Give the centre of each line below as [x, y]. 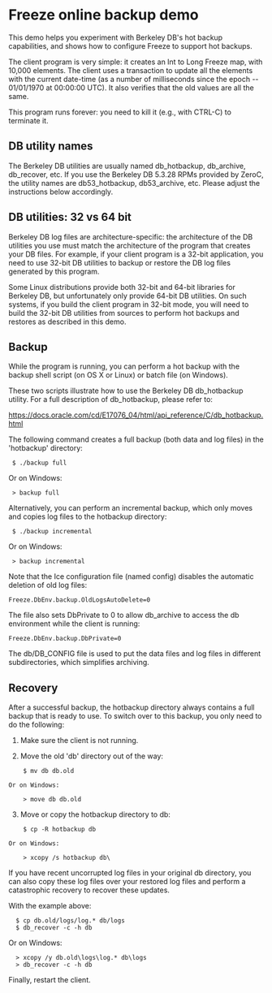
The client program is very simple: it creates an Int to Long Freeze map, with [136, 62]
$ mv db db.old [49, 771]
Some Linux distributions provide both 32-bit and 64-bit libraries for [122, 287]
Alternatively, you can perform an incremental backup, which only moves [131, 508]
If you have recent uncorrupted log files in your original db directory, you [130, 873]
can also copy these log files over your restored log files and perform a [127, 882]
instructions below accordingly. [61, 192]
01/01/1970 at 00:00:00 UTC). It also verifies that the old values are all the [131, 88]
